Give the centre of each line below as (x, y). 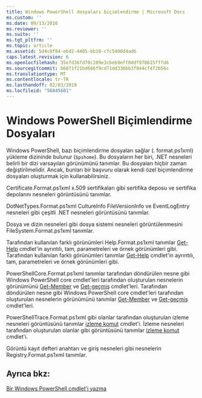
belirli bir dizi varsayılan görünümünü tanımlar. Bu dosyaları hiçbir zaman (96, 163)
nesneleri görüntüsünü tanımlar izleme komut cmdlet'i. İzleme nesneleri (95, 323)
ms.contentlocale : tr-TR (37, 79)
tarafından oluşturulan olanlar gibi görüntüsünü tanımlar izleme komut (93, 330)
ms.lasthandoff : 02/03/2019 (42, 85)
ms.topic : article (29, 46)
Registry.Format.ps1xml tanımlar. (47, 354)
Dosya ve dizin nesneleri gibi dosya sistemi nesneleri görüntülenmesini (95, 224)
